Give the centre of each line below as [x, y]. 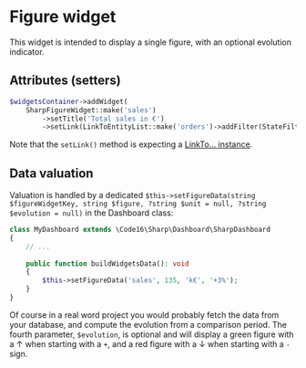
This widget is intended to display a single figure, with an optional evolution [150, 42]
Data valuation [51, 173]
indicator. [27, 51]
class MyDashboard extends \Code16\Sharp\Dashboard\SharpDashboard [140, 230]
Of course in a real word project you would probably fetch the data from [144, 315]
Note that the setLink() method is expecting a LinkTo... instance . [131, 144]
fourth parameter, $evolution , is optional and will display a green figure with [152, 334]
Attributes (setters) [65, 81]
